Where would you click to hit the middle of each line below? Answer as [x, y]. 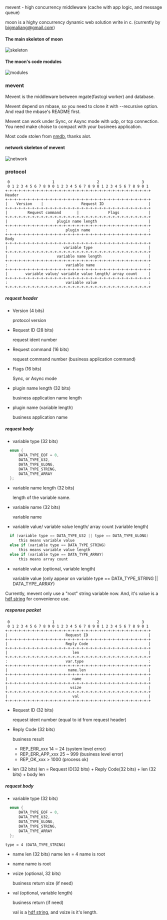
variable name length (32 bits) [43, 488]
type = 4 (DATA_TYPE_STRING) [35, 844]
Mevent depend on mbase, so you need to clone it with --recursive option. [82, 106]
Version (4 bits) [28, 311]
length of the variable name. [41, 497]
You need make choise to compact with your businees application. [73, 126]
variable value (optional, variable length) [54, 568]
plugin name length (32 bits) [41, 388]
